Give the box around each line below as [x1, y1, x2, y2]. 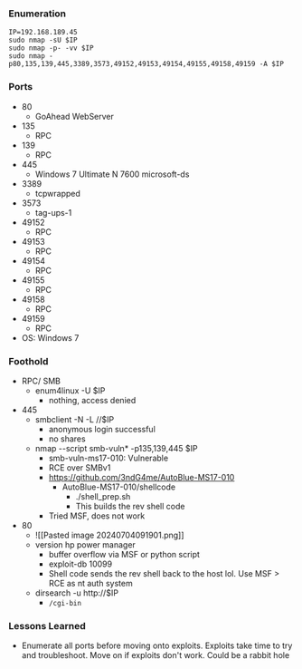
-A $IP [259, 60, 284, 69]
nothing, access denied [48, 394, 137, 405]
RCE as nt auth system [48, 577, 133, 588]
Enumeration [8, 7, 67, 20]
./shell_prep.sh [75, 490, 131, 501]
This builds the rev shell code [75, 500, 185, 511]
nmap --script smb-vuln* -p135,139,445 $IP [34, 442, 198, 453]
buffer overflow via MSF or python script [48, 548, 201, 559]
